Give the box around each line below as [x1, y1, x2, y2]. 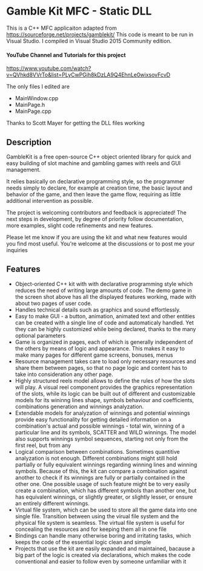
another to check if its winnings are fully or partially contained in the [15, 474, 185, 481]
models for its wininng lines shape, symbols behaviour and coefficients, [15, 396, 194, 403]
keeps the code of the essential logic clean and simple [15, 538, 151, 545]
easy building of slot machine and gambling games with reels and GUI [6, 159, 181, 166]
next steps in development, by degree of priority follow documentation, [6, 215, 184, 222]
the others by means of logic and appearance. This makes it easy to [15, 344, 185, 352]
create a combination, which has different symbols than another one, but [15, 487, 197, 494]
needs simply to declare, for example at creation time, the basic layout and [6, 184, 193, 191]
